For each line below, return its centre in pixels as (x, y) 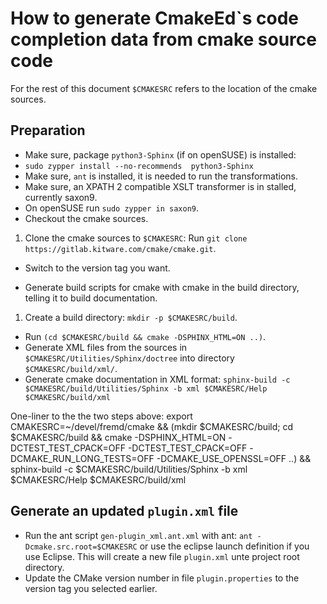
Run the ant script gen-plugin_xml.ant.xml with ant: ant (138, 535)
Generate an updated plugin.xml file (124, 511)
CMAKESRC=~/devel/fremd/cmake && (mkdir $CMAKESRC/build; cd (152, 426)
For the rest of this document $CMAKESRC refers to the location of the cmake (164, 88)
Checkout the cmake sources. (86, 218)
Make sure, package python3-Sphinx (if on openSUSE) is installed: (160, 154)
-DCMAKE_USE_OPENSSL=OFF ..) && (234, 458)
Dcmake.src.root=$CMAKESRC (81, 547)
